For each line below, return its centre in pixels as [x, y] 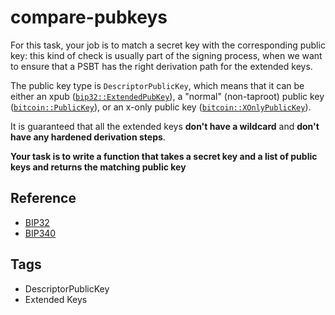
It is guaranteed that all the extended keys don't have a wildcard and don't [165, 126]
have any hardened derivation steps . [88, 137]
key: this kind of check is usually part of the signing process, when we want [166, 55]
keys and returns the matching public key [98, 167]
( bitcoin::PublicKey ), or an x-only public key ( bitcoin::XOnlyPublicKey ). [161, 107]
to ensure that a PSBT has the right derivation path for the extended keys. [161, 66]
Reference [43, 198]
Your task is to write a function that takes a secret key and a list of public [164, 156]
